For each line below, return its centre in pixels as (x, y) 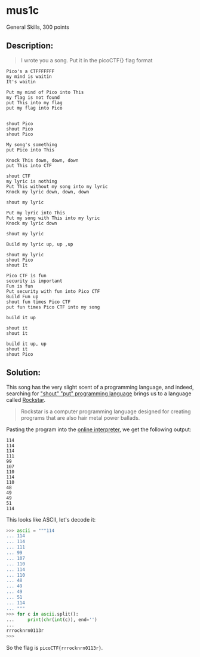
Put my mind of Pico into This (45, 92)
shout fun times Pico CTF (38, 302)
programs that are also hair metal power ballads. (80, 417)
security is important (34, 281)
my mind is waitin (29, 76)
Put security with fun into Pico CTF (53, 291)
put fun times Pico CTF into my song (53, 307)
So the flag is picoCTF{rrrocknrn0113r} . (55, 648)
